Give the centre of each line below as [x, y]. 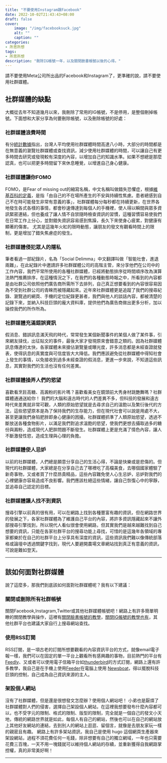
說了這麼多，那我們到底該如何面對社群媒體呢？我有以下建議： [68, 585]
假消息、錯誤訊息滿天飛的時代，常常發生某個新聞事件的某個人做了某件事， [81, 335]
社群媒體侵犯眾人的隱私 [33, 247]
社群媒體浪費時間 [26, 132]
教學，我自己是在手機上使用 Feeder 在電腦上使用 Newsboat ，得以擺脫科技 [84, 668]
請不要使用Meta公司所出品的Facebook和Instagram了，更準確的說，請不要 [81, 76]
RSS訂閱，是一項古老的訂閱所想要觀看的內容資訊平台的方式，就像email [78, 649]
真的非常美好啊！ [36, 750]
